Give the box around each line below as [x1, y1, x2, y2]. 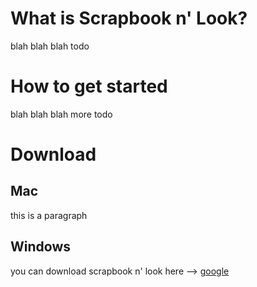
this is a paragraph [10, 209, 88, 221]
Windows [10, 238, 71, 256]
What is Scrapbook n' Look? [10, 7, 248, 30]
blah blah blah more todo [10, 108, 113, 120]
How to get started [10, 75, 168, 98]
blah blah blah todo [10, 40, 90, 52]
